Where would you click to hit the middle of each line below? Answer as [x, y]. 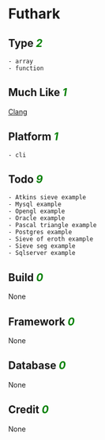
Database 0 [37, 366]
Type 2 [26, 43]
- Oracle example [37, 218]
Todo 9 [26, 179]
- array [21, 61]
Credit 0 [28, 410]
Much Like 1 [37, 93]
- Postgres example [40, 232]
